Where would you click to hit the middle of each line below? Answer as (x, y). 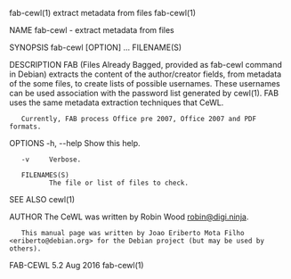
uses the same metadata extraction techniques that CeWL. (117, 103)
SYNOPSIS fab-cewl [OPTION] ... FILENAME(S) (96, 47)
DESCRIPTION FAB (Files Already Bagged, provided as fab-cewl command (145, 65)
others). (25, 249)
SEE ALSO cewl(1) (42, 199)
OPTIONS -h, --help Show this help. (75, 143)
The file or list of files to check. (119, 183)
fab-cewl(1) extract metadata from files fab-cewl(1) (103, 13)
